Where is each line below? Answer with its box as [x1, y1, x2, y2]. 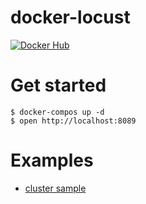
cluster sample [24, 182, 87, 194]
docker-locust [10, 6, 131, 29]
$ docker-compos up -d [10, 107, 105, 117]
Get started [10, 74, 107, 97]
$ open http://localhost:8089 [10, 116, 137, 126]
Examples [10, 149, 94, 172]
